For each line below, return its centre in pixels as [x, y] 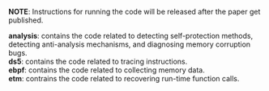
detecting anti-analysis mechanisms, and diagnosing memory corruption [130, 44]
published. [26, 20]
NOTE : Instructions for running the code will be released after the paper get [134, 12]
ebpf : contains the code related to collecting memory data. [107, 70]
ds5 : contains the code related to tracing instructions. [98, 61]
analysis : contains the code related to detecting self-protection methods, [131, 36]
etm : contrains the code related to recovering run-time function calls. [124, 79]
